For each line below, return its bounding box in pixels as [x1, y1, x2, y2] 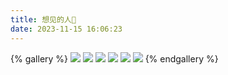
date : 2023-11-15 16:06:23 [10, 24, 123, 34]
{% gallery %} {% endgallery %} [10, 52, 219, 65]
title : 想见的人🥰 [10, 14, 77, 25]
